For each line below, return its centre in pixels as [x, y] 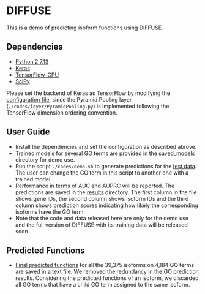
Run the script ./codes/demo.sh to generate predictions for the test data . [106, 166]
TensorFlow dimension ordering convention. [62, 112]
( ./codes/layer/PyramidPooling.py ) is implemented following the [88, 106]
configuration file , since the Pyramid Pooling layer [69, 99]
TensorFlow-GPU [37, 75]
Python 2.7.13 [32, 61]
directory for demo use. [45, 159]
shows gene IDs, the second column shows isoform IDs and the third [102, 198]
